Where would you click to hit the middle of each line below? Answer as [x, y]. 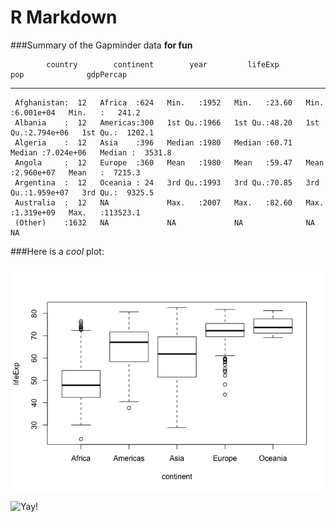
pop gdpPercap [69, 74]
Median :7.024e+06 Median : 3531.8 [91, 152]
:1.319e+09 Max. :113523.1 [75, 212]
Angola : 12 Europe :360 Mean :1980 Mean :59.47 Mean [169, 162]
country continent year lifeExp [163, 64]
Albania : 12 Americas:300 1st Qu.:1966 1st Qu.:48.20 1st [167, 122]
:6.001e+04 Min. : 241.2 [75, 112]
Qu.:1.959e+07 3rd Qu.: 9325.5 [82, 192]
